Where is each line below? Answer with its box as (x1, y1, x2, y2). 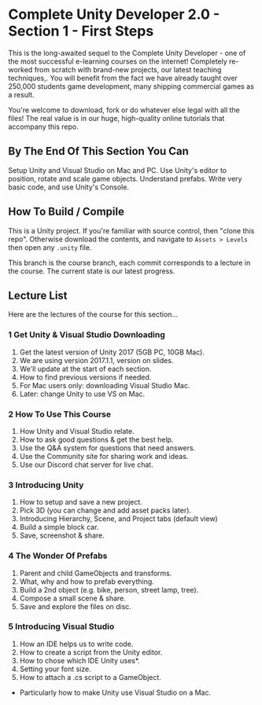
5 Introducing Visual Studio (8, 621, 115, 632)
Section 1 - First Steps (8, 22, 154, 40)
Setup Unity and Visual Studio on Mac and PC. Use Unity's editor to (8, 165, 227, 174)
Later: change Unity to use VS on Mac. (19, 389, 146, 398)
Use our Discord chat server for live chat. (19, 460, 153, 469)
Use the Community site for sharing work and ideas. (19, 451, 189, 461)
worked (8, 64, 33, 74)
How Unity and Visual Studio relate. (19, 426, 135, 435)
